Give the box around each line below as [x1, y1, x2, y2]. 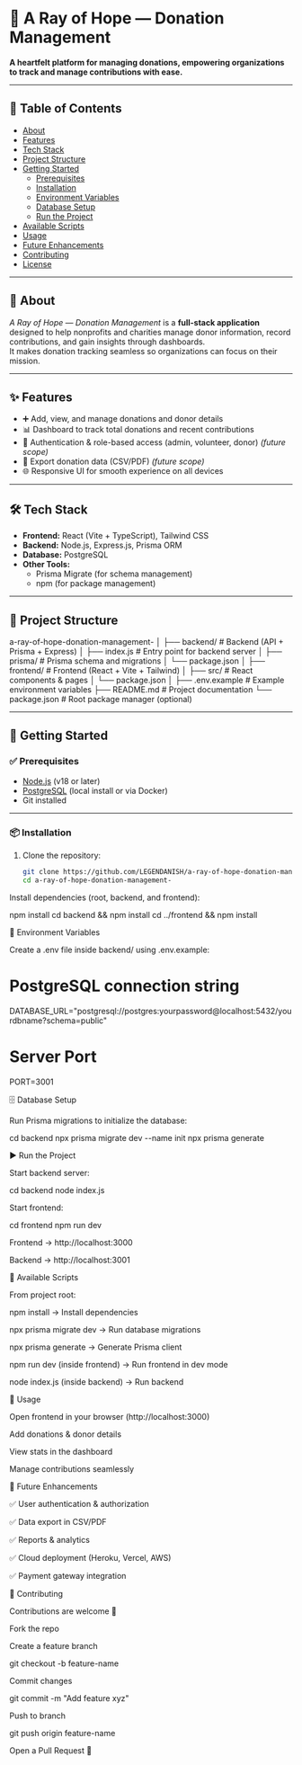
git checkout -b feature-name [9, 1658, 120, 1669]
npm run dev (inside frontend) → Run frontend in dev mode [9, 1359, 228, 1369]
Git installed [22, 795, 67, 806]
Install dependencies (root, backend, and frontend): [9, 892, 200, 903]
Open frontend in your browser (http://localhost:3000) [9, 1411, 210, 1422]
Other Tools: [22, 559, 70, 570]
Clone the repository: [22, 850, 102, 860]
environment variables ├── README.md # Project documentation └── [9, 684, 272, 695]
